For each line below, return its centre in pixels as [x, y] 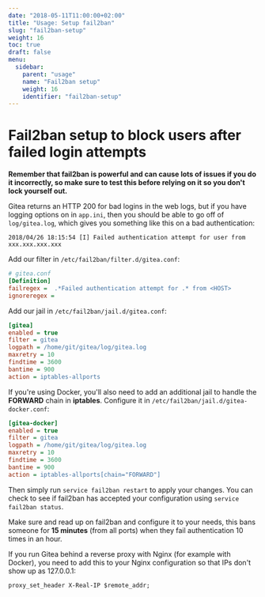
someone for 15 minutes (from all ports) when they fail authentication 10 [126, 530]
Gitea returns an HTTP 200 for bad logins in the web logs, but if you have [127, 206]
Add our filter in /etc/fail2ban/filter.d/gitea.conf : [94, 259]
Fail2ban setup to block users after [125, 136]
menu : [17, 60]
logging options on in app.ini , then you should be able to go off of [116, 215]
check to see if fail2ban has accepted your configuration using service [124, 498]
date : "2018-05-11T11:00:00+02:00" [67, 15]
